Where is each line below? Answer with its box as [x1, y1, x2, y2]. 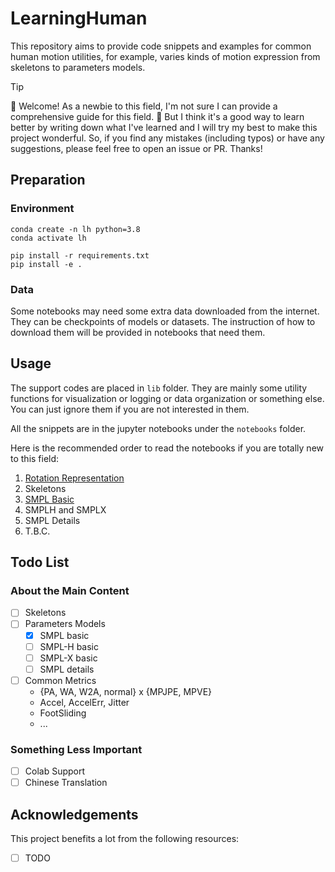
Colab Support [24, 765, 86, 777]
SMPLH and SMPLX [24, 503, 107, 516]
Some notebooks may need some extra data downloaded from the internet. [10, 305, 320, 317]
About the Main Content [10, 584, 130, 598]
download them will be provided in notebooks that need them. [10, 326, 266, 338]
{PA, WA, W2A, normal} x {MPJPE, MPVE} [39, 685, 213, 697]
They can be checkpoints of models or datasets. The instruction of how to [10, 315, 316, 327]
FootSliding [39, 707, 87, 719]
